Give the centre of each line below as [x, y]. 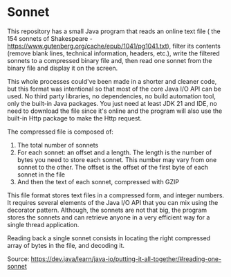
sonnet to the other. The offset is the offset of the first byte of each [113, 167]
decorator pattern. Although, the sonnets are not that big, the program [107, 210]
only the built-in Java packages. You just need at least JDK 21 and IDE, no [112, 103]
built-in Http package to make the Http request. [75, 118]
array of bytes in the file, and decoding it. [66, 245]
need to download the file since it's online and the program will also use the [115, 111]
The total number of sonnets [58, 145]
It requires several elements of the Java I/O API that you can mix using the [113, 202]
